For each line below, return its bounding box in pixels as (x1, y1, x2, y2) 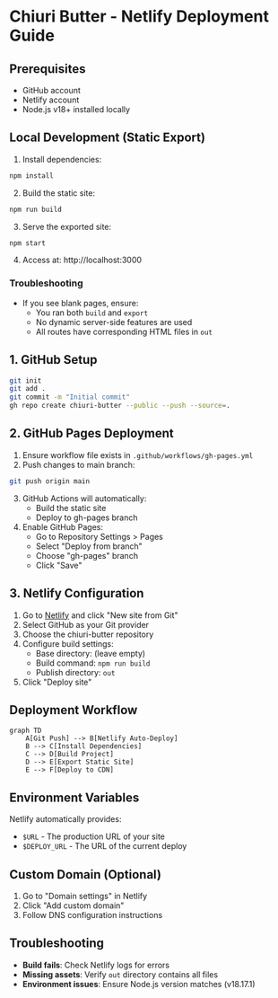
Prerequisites (9, 61, 86, 76)
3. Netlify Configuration (9, 586, 144, 601)
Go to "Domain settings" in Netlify (22, 890, 148, 901)
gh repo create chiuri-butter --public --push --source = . (9, 402, 230, 411)
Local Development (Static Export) (9, 130, 206, 146)
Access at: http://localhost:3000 (22, 254, 142, 266)
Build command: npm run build (35, 658, 151, 668)
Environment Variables (9, 790, 140, 805)
